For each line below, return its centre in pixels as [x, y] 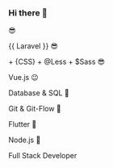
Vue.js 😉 [23, 78]
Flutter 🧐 [23, 124]
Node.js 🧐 [25, 140]
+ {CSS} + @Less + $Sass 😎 [57, 62]
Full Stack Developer [43, 156]
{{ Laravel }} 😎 [33, 46]
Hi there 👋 [28, 13]
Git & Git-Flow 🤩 [35, 109]
